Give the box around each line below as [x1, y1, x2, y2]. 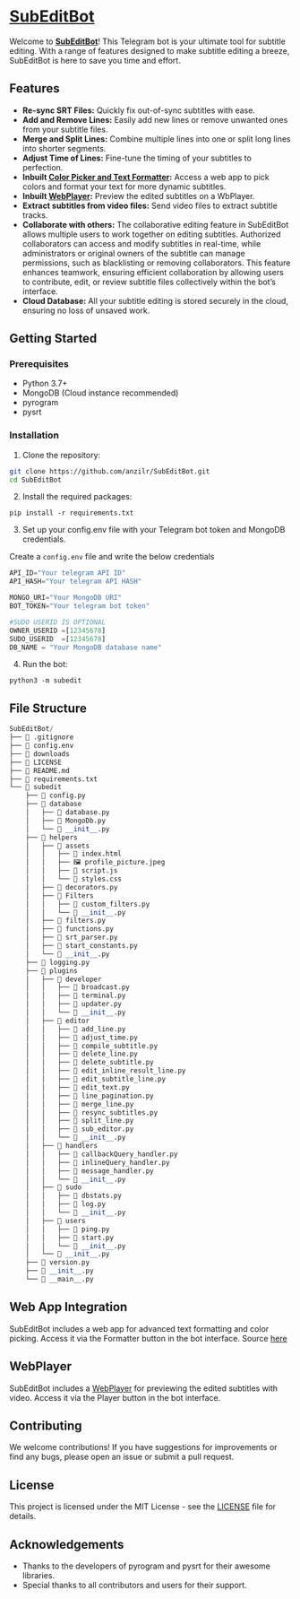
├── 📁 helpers [25, 832, 78, 842]
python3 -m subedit [9, 676, 82, 685]
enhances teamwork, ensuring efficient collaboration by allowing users [21, 266, 284, 277]
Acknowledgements [9, 1536, 124, 1552]
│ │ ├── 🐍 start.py [25, 1233, 115, 1242]
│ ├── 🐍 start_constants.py [25, 942, 139, 951]
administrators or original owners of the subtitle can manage [21, 248, 245, 258]
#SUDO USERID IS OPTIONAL [9, 617, 106, 627]
